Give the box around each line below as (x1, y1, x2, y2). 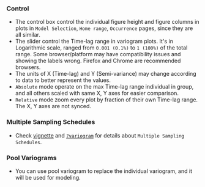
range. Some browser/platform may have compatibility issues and (15, 51, 181, 58)
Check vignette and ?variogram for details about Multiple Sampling (15, 131, 185, 139)
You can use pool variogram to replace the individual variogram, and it (15, 167, 193, 175)
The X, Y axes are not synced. (15, 103, 92, 110)
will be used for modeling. (15, 174, 81, 181)
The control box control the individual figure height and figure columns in (15, 18, 199, 26)
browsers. (15, 64, 41, 71)
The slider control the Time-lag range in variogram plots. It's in (15, 38, 173, 45)
